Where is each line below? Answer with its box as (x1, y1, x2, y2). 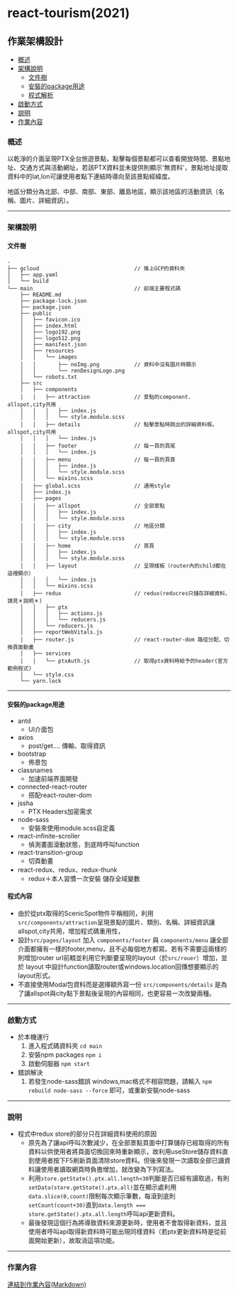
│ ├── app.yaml (7, 272, 59, 279)
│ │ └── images (20, 353, 78, 361)
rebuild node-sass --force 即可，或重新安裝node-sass (28, 1086, 191, 1094)
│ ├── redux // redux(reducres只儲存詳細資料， (20, 590, 231, 597)
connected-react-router (17, 782, 88, 791)
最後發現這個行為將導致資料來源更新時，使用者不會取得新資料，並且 (28, 1218, 227, 1227)
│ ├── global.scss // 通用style (20, 482, 171, 490)
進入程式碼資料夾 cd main (28, 1042, 103, 1050)
